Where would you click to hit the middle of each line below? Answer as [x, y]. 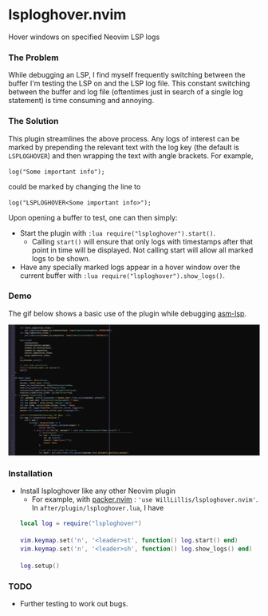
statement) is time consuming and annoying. [81, 101]
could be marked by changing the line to [75, 186]
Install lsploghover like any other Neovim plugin [97, 491]
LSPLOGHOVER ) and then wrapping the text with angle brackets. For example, [131, 155]
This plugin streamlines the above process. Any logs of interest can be [124, 138]
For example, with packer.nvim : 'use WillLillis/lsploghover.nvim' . [145, 499]
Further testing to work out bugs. [74, 604]
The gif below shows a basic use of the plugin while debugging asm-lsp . [128, 313]
